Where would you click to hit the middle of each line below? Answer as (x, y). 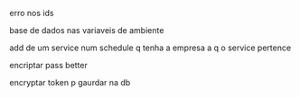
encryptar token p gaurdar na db (70, 83)
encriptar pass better (48, 65)
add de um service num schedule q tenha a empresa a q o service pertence (150, 48)
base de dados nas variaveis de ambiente (87, 30)
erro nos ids (32, 13)
